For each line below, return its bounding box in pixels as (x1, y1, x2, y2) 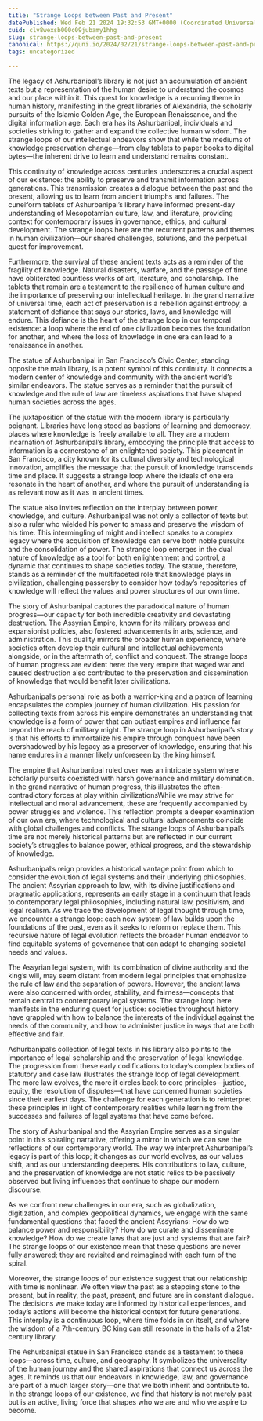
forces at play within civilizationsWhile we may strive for (53, 791, 234, 799)
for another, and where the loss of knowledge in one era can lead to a (8, 332, 232, 342)
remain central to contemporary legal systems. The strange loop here (8, 996, 232, 1005)
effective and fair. (8, 1029, 65, 1039)
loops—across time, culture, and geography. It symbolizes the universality (8, 1356, 247, 1364)
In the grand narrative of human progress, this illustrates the (8, 782, 202, 791)
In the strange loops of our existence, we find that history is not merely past (8, 1389, 253, 1398)
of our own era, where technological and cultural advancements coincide (8, 816, 244, 824)
